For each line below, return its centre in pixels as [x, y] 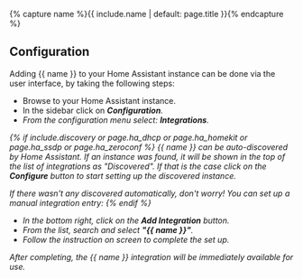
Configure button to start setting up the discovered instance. [123, 175]
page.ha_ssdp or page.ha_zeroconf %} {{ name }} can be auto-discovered [149, 147]
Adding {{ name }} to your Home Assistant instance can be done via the [142, 73]
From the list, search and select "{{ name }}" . [108, 229]
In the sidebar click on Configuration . [93, 110]
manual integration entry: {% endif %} [80, 202]
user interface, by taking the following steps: [92, 83]
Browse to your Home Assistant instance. [99, 100]
